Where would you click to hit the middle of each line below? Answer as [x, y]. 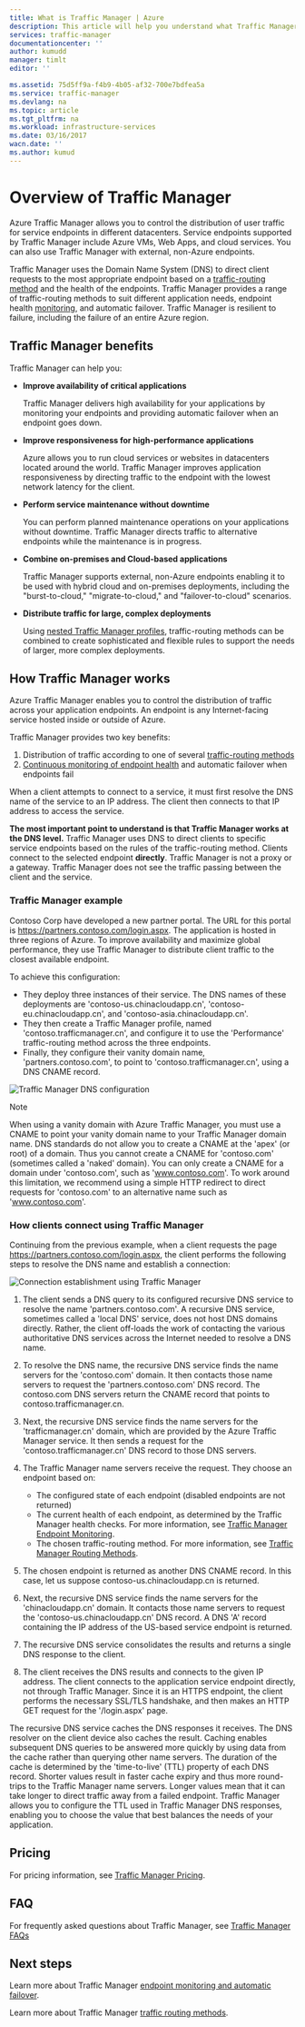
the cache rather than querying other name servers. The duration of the [143, 1757]
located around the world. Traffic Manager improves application [142, 467]
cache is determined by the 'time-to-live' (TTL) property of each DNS [139, 1766]
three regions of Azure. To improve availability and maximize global [135, 939]
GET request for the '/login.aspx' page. [95, 1710]
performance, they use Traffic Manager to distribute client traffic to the [142, 949]
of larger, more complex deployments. [93, 650]
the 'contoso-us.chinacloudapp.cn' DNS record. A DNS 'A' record [144, 1617]
